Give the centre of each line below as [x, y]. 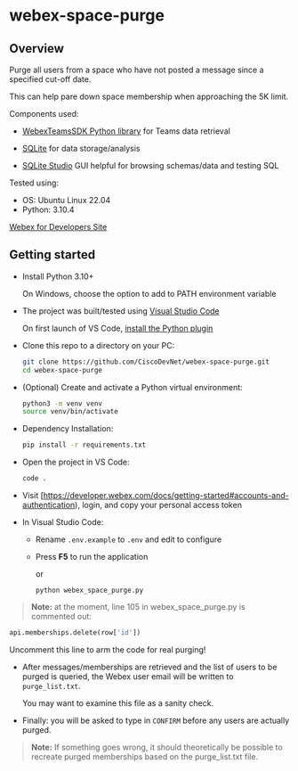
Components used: [44, 114]
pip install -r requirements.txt [84, 445]
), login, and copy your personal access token [158, 505]
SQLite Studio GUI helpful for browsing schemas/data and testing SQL [150, 165]
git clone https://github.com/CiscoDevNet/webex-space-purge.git [145, 362]
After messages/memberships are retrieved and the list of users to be [149, 667]
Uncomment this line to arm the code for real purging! [108, 649]
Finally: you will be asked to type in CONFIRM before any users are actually [156, 720]
